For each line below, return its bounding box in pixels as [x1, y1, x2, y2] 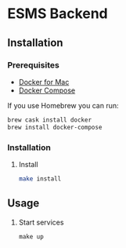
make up [18, 232, 44, 240]
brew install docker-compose [7, 123, 103, 131]
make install [18, 174, 62, 183]
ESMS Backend [7, 5, 109, 23]
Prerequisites [7, 60, 59, 71]
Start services [18, 217, 64, 227]
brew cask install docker [7, 115, 92, 124]
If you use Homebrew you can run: [7, 100, 119, 110]
